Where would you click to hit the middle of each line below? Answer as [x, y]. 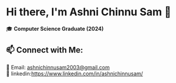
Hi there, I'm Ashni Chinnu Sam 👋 [89, 12]
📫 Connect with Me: [45, 50]
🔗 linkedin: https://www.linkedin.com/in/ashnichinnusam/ [75, 74]
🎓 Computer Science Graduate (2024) [55, 28]
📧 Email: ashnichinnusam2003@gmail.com [58, 67]
